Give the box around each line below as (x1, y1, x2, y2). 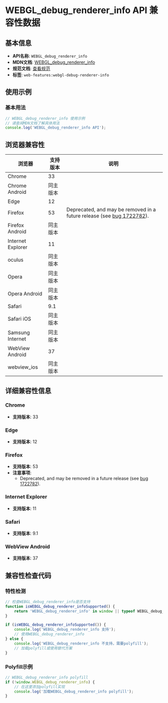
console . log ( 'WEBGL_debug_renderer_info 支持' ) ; (14, 627, 116, 632)
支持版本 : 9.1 (12, 530, 38, 536)
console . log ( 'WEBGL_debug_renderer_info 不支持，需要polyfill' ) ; (14, 641, 148, 646)
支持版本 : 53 (12, 463, 38, 470)
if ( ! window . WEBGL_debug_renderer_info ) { (5, 679, 95, 684)
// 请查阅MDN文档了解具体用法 (5, 121, 60, 126)
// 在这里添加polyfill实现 (14, 684, 65, 689)
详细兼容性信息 (5, 386, 51, 395)
